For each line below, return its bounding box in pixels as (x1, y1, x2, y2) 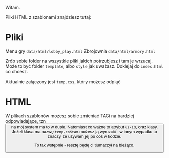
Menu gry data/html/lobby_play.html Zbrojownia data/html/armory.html (5, 48, 156, 54)
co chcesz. (5, 68, 28, 74)
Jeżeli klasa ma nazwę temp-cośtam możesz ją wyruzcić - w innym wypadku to (12, 129, 157, 134)
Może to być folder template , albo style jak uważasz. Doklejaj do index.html (5, 63, 163, 69)
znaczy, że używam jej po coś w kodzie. (47, 133, 122, 139)
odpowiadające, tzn (5, 118, 46, 124)
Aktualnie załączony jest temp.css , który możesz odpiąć (5, 78, 121, 85)
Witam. (5, 5, 20, 10)
